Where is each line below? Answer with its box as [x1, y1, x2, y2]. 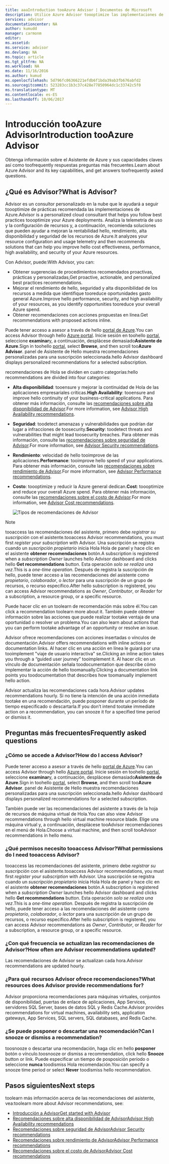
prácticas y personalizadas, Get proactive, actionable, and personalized [12, 274, 160, 280]
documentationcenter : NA [5, 21, 58, 27]
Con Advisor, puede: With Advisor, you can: [5, 259, 95, 265]
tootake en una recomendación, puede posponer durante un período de [5, 698, 155, 704]
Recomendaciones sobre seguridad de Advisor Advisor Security [12, 1126, 145, 1132]
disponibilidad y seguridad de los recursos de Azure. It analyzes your [5, 233, 148, 239]
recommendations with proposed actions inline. [12, 317, 112, 323]
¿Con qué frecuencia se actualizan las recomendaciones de [5, 939, 155, 947]
